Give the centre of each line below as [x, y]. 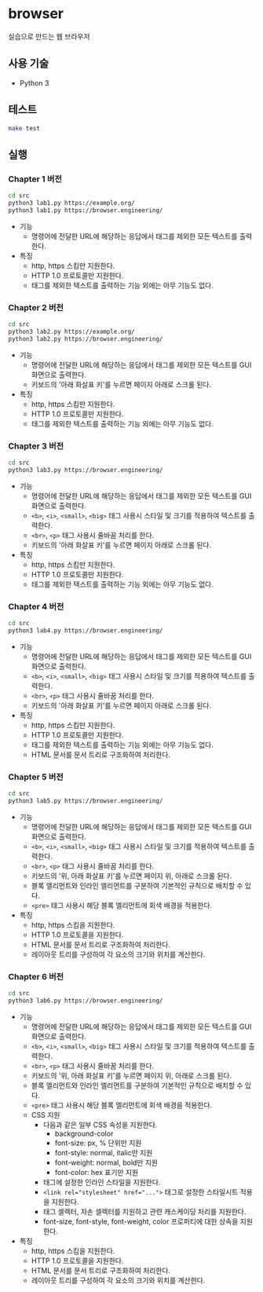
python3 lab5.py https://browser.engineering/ [86, 801]
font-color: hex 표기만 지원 [97, 1172]
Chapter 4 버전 [36, 606]
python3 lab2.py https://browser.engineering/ [86, 339]
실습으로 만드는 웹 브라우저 [49, 36]
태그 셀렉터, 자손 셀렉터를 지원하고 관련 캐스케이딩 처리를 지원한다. [144, 1211]
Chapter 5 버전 [36, 777]
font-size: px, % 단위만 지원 [98, 1143]
